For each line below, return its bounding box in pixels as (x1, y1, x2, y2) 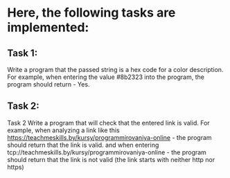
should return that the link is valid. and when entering (7, 141, 159, 149)
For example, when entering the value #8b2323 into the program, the (7, 73, 204, 81)
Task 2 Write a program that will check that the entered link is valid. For (7, 118, 210, 127)
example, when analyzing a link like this (7, 126, 120, 134)
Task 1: (7, 47, 38, 59)
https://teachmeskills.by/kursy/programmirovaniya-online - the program (7, 133, 213, 141)
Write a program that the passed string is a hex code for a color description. (7, 66, 224, 73)
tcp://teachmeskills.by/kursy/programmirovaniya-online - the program (7, 148, 206, 157)
